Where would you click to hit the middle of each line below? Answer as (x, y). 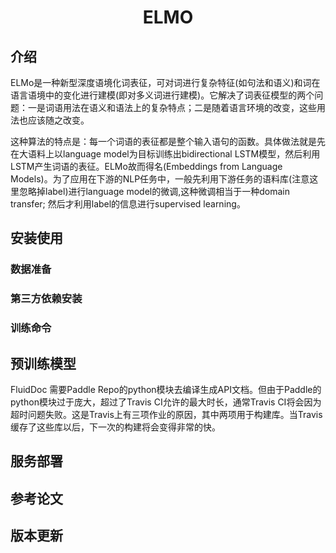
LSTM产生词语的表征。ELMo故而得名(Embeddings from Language (146, 166)
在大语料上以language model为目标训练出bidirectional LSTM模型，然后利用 (165, 154)
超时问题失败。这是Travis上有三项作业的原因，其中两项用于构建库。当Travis (166, 414)
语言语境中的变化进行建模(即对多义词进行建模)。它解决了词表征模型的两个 (162, 95)
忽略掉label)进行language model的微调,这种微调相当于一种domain (154, 191)
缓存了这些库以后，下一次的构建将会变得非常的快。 (115, 427)
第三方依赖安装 (46, 299)
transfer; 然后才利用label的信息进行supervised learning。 (128, 204)
